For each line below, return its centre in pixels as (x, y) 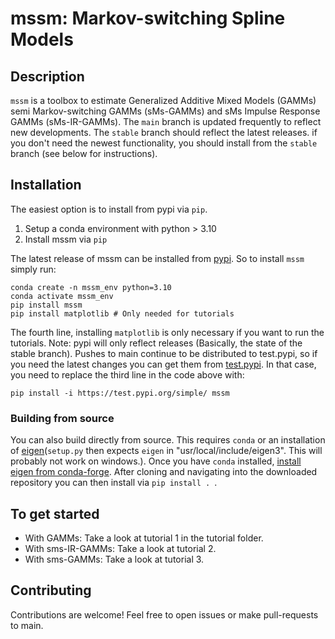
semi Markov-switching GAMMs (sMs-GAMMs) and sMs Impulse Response (165, 111)
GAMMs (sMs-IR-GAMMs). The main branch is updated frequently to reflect (166, 121)
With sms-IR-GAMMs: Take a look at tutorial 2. (120, 548)
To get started (55, 513)
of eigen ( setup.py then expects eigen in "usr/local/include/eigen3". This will (166, 451)
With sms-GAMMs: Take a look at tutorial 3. (114, 559)
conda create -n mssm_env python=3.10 (91, 287)
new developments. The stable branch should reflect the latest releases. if (164, 132)
